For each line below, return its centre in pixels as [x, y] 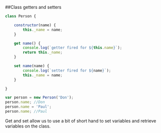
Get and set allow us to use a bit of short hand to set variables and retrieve [81, 121]
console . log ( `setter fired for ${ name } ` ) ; [67, 70]
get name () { [27, 43]
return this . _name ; [43, 52]
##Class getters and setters [33, 7]
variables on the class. [28, 126]
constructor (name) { [35, 25]
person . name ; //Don [25, 102]
